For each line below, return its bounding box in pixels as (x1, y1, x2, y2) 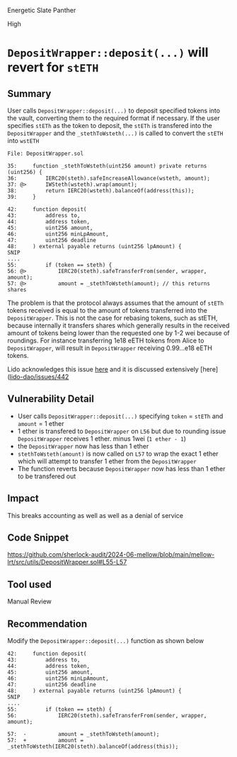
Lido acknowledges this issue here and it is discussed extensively (7, 365, 200, 374)
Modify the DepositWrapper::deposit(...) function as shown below (7, 637, 204, 645)
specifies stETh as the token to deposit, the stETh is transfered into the (7, 122, 212, 129)
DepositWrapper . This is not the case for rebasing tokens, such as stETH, (7, 314, 218, 322)
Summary (7, 88, 52, 100)
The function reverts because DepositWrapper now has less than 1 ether (17, 464, 226, 473)
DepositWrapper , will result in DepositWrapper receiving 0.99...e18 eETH (7, 344, 212, 352)
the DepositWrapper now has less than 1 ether (17, 441, 149, 450)
